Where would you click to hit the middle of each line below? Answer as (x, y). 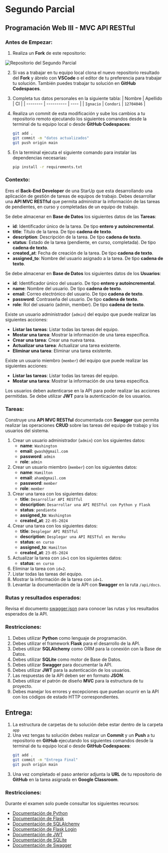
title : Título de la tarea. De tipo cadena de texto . (62, 231)
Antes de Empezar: (29, 42)
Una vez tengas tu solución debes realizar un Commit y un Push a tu (84, 735)
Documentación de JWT (38, 835)
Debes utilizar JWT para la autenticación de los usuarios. (71, 670)
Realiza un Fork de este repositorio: (49, 53)
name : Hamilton (36, 472)
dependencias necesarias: (40, 157)
